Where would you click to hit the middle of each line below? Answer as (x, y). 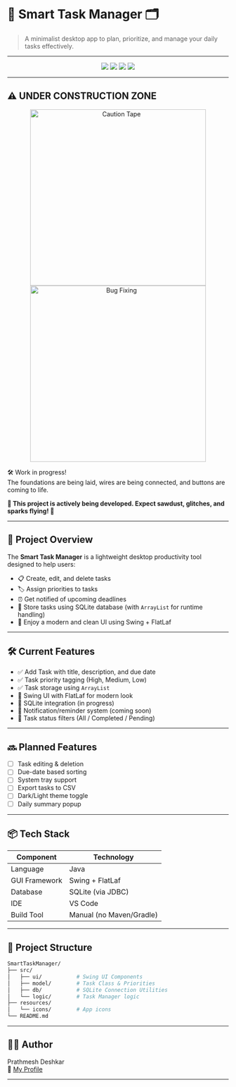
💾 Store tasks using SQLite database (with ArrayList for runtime (110, 607)
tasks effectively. (49, 46)
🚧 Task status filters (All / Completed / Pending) (86, 718)
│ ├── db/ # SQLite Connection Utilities (88, 990)
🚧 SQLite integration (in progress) (66, 704)
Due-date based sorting (52, 772)
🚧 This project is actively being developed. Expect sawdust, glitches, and (116, 503)
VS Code (84, 904)
